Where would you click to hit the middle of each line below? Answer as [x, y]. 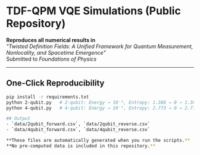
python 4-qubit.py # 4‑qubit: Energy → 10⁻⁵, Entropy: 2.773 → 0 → [94, 108]
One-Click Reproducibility [55, 83]
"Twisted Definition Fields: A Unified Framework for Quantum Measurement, [100, 46]
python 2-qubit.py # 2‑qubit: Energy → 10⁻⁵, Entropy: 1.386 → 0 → [94, 102]
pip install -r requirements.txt [48, 97]
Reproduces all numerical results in [51, 40]
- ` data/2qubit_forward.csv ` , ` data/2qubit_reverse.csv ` [78, 124]
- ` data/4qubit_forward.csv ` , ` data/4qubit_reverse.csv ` [78, 130]
